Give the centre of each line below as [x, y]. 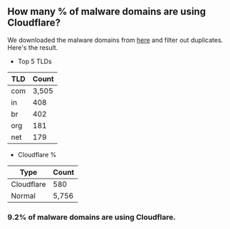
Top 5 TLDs [35, 61]
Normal [23, 196]
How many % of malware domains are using [107, 12]
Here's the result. [33, 47]
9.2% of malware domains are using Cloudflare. [92, 217]
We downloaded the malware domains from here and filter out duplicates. [115, 40]
